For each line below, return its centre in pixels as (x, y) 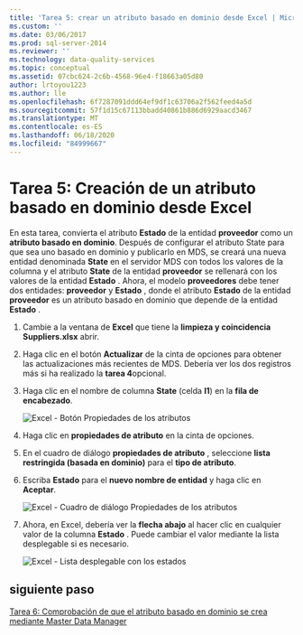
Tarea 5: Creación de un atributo (133, 188)
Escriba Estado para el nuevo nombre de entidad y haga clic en (142, 480)
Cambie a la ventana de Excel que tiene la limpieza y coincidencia (147, 327)
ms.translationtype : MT (54, 118)
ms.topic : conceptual (50, 69)
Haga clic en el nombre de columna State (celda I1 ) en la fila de (140, 390)
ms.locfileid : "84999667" (58, 144)
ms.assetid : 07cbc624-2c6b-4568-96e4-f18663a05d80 (106, 77)
